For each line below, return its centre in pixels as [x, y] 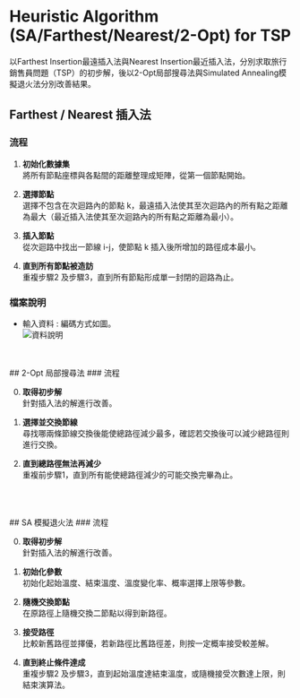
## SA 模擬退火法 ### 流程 [59, 522]
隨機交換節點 [46, 601]
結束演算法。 [46, 685]
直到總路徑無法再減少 [61, 463]
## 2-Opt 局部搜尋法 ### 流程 [64, 373]
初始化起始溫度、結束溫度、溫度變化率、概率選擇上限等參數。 [136, 582]
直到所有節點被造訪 [58, 265]
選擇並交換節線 [50, 422]
